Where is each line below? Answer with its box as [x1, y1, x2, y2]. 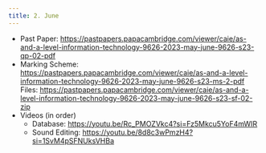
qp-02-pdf [19, 50, 56, 60]
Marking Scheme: [19, 59, 79, 69]
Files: [19, 85, 39, 95]
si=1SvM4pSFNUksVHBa [31, 135, 115, 145]
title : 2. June [8, 11, 59, 20]
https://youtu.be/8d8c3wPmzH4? [82, 127, 194, 137]
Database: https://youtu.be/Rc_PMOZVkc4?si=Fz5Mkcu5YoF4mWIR [31, 119, 258, 128]
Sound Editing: [31, 127, 81, 137]
